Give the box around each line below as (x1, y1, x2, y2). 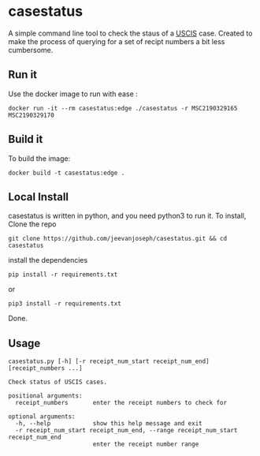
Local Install (8, 190, 69, 204)
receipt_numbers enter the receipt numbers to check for (15, 399, 227, 407)
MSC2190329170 (8, 111, 55, 119)
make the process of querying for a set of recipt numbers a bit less (8, 36, 225, 46)
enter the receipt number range (92, 440, 199, 448)
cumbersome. (8, 45, 54, 54)
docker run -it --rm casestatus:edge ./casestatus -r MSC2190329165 (8, 104, 238, 112)
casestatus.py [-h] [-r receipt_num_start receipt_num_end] (8, 357, 210, 365)
